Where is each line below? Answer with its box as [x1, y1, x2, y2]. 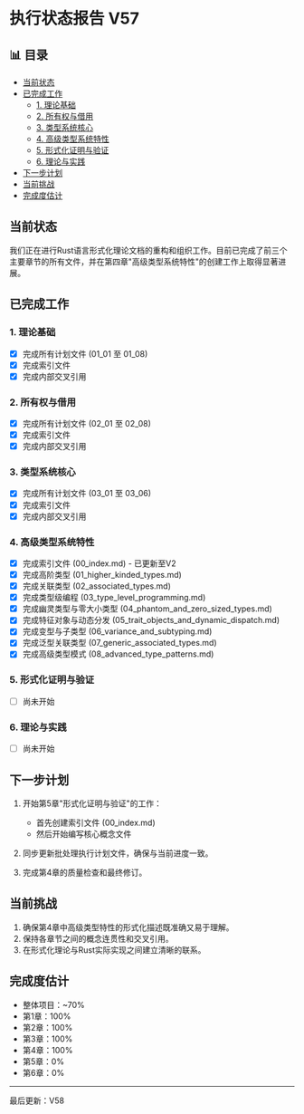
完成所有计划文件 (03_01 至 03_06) [22, 488, 152, 499]
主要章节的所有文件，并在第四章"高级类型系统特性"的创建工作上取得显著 [9, 255, 279, 267]
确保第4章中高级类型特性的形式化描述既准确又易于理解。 [22, 921, 234, 933]
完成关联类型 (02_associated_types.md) [22, 581, 172, 591]
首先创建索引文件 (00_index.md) [35, 817, 156, 829]
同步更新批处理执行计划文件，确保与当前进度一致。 [22, 848, 214, 859]
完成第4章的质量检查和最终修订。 [22, 867, 147, 879]
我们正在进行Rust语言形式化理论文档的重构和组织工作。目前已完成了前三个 [9, 245, 288, 255]
